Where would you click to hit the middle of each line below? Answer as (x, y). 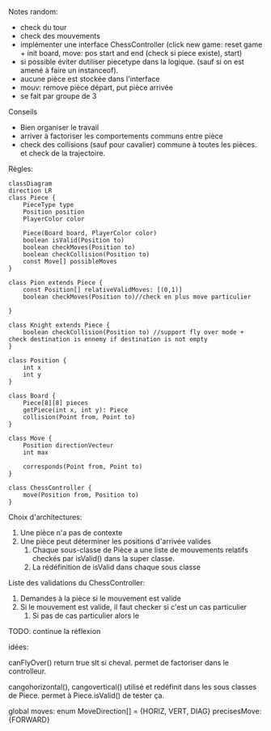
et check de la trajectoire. (63, 153)
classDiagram (30, 184)
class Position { (38, 361)
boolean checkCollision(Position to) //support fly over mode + (133, 332)
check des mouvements (60, 36)
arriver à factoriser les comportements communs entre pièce (122, 136)
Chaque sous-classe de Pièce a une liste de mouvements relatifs (140, 550)
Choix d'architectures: (45, 517)
